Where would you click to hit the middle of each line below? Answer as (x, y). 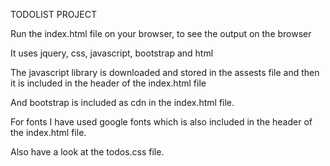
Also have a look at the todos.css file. (87, 152)
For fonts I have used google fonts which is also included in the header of (161, 122)
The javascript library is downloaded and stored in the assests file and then (165, 72)
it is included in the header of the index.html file (108, 83)
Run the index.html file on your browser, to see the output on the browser (161, 33)
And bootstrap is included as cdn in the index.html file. (122, 102)
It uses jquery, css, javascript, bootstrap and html (112, 53)
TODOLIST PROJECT (54, 14)
